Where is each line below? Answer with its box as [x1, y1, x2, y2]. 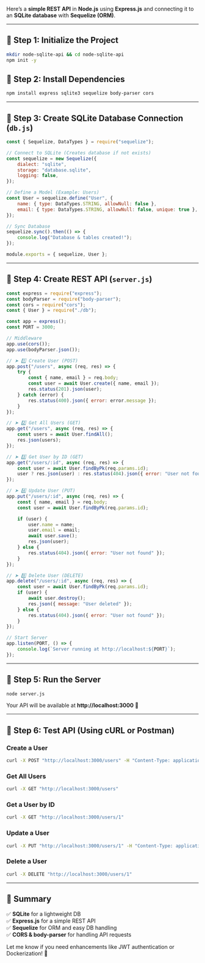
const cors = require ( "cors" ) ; [6, 301, 86, 308]
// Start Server [6, 635, 48, 641]
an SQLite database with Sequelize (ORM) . [6, 12, 116, 19]
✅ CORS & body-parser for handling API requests [6, 931, 132, 938]
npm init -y [6, 57, 37, 63]
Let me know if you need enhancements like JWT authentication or [6, 943, 175, 950]
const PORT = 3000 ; [6, 324, 56, 330]
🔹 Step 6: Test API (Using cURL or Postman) [6, 725, 175, 736]
